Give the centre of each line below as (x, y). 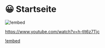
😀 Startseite (31, 9)
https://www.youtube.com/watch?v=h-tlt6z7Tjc (52, 31)
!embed (13, 41)
